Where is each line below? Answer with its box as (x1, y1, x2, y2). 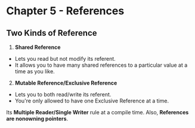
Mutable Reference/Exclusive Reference (14, 79, 117, 86)
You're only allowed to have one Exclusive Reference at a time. (14, 97, 169, 104)
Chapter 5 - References (6, 4, 125, 18)
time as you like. (14, 68, 55, 75)
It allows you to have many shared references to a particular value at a (14, 61, 188, 68)
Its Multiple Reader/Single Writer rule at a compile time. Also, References (6, 109, 189, 115)
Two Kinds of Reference (6, 28, 97, 38)
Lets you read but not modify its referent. (14, 55, 116, 62)
